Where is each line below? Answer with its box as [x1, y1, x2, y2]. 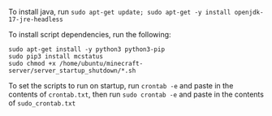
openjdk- [234, 8, 264, 16]
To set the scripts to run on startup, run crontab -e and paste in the [8, 81, 234, 90]
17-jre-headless [8, 15, 63, 24]
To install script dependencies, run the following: [8, 30, 172, 39]
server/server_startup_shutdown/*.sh [8, 67, 136, 75]
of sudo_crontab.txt [8, 98, 76, 108]
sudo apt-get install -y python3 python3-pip [8, 45, 165, 54]
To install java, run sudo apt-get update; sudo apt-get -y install [8, 7, 231, 16]
